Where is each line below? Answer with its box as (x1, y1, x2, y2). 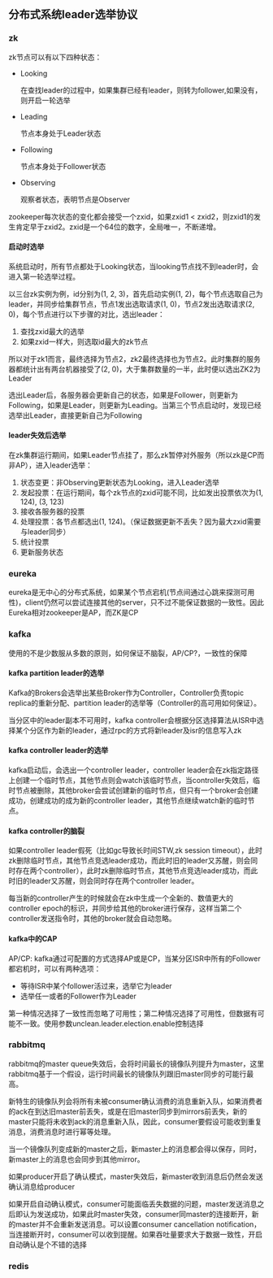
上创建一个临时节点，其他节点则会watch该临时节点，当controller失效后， (8, 776, 253, 785)
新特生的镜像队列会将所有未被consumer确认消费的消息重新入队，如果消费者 (8, 1096, 263, 1106)
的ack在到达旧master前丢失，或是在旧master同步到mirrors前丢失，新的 (8, 1106, 248, 1116)
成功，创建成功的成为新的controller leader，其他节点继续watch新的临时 (8, 796, 248, 806)
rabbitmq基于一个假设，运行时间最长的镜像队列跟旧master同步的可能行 (8, 1068, 247, 1079)
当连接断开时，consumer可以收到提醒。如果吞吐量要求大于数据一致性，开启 (8, 1229, 263, 1239)
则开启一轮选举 (19, 95, 71, 105)
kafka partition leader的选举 (8, 668, 105, 678)
